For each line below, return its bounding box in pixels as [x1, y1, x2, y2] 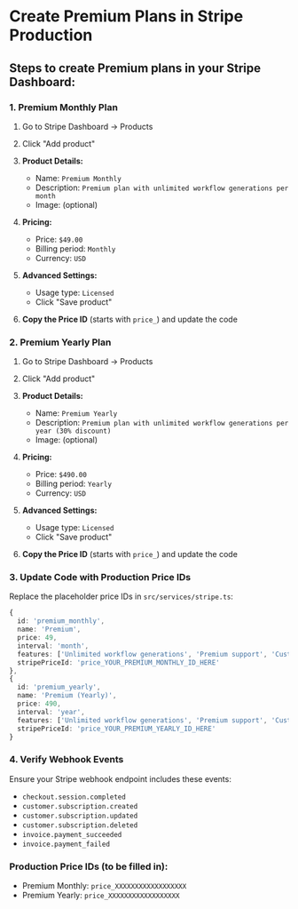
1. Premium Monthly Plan [9, 100, 118, 113]
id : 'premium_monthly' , [17, 617, 105, 626]
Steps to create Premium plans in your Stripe [9, 60, 262, 76]
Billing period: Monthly [35, 243, 116, 254]
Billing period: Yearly [35, 478, 113, 490]
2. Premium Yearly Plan [9, 336, 112, 348]
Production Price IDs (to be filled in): [9, 860, 169, 873]
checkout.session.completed [21, 793, 126, 801]
